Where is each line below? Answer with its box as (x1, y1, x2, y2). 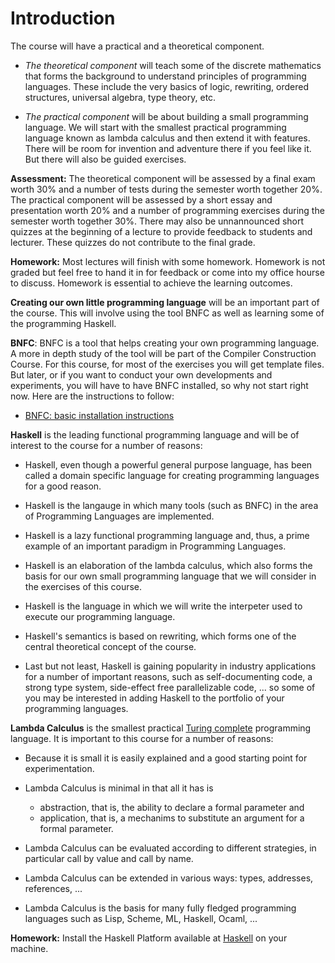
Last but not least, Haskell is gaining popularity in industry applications (24, 660, 317, 672)
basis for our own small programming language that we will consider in (24, 570, 317, 582)
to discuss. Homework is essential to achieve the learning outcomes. (10, 277, 293, 289)
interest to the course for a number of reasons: (10, 439, 203, 451)
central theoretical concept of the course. (24, 640, 197, 652)
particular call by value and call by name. (24, 852, 194, 864)
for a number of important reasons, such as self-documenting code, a (24, 670, 313, 682)
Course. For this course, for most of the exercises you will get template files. (10, 358, 325, 370)
